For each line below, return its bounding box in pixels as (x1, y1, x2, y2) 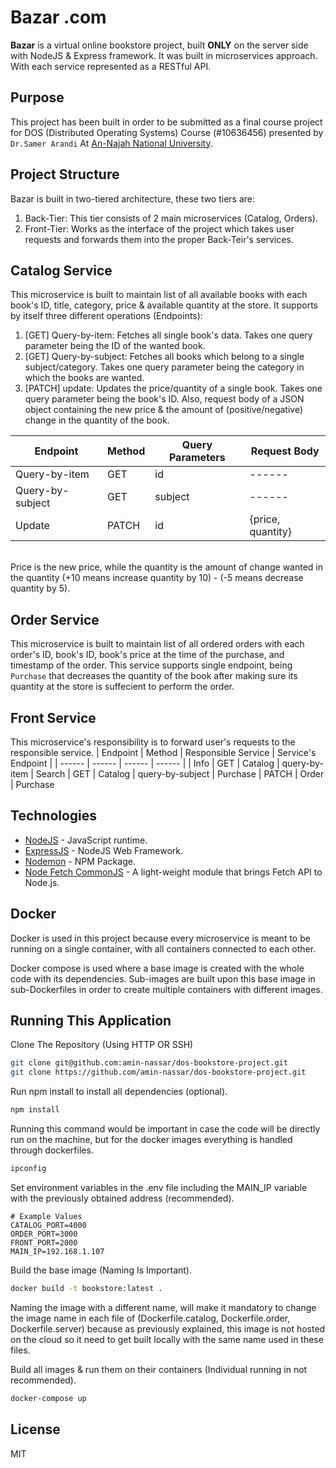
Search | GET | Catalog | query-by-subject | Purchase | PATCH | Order (35, 768, 325, 780)
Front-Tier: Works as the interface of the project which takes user (24, 222, 295, 235)
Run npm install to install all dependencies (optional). (10, 1086, 228, 1098)
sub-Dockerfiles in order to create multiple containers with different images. (10, 983, 323, 995)
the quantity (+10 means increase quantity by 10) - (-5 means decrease (10, 572, 304, 584)
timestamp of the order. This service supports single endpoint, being (10, 659, 293, 671)
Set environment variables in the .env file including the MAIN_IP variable (10, 1181, 308, 1193)
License (10, 1421, 61, 1438)
